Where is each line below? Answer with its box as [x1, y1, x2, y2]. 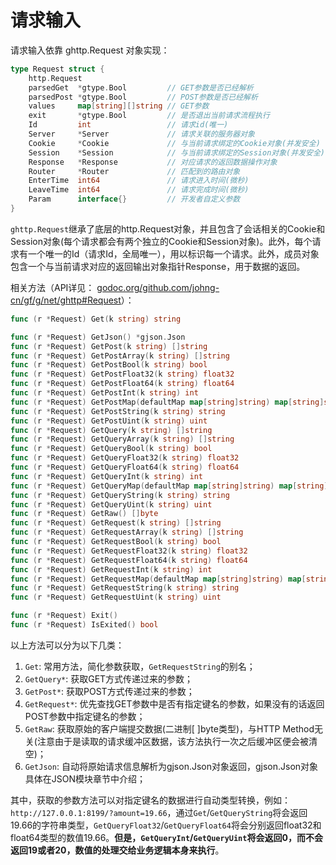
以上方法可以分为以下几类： [10, 639, 125, 651]
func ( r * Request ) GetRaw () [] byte [10, 509, 159, 519]
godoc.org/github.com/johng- [96, 281, 220, 293]
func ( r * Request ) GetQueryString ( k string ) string [10, 490, 230, 500]
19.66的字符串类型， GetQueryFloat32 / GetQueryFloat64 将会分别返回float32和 [10, 819, 322, 831]
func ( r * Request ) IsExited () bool [10, 620, 159, 630]
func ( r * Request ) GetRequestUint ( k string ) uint [10, 592, 222, 603]
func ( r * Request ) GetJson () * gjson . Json [10, 332, 186, 342]
